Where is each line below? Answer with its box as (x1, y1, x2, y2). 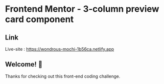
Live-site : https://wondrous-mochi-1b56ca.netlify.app (5, 46, 114, 52)
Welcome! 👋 (5, 60, 43, 69)
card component (5, 14, 74, 25)
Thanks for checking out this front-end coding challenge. (5, 73, 120, 79)
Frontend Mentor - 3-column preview (5, 3, 160, 15)
